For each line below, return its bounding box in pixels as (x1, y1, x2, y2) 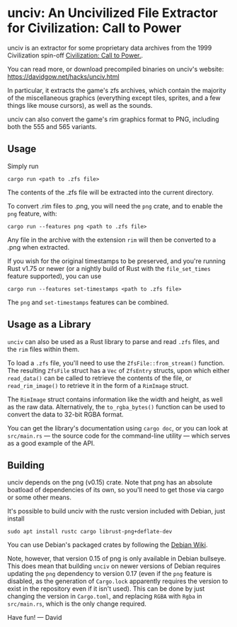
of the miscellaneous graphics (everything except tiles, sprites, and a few (7, 94, 221, 102)
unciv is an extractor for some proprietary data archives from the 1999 (7, 43, 212, 52)
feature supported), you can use (7, 272, 102, 280)
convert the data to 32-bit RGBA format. (7, 410, 124, 418)
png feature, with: (7, 209, 58, 218)
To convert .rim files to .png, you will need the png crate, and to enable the (7, 201, 223, 210)
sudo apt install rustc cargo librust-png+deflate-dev (7, 528, 173, 536)
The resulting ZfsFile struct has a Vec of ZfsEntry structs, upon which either (7, 366, 230, 374)
